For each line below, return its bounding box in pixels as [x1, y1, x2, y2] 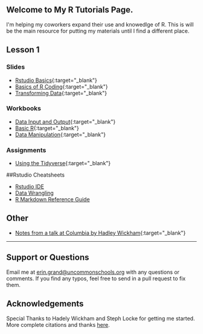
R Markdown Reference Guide [14, 196, 90, 203]
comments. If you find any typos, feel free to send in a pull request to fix [6, 274, 186, 282]
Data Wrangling [14, 189, 54, 197]
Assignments [6, 146, 47, 154]
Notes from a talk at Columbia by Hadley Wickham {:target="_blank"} [14, 229, 186, 236]
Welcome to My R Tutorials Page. [6, 5, 134, 15]
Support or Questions [6, 253, 89, 263]
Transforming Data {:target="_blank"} [14, 89, 108, 96]
